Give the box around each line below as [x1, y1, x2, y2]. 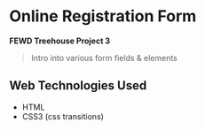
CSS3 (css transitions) [21, 111, 105, 121]
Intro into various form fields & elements [30, 52, 177, 63]
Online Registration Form [9, 6, 197, 27]
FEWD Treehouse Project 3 [9, 35, 111, 46]
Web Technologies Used [9, 78, 147, 94]
